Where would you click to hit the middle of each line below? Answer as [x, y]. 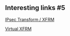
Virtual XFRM [18, 29]
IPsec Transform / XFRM [30, 19]
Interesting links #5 [35, 8]
